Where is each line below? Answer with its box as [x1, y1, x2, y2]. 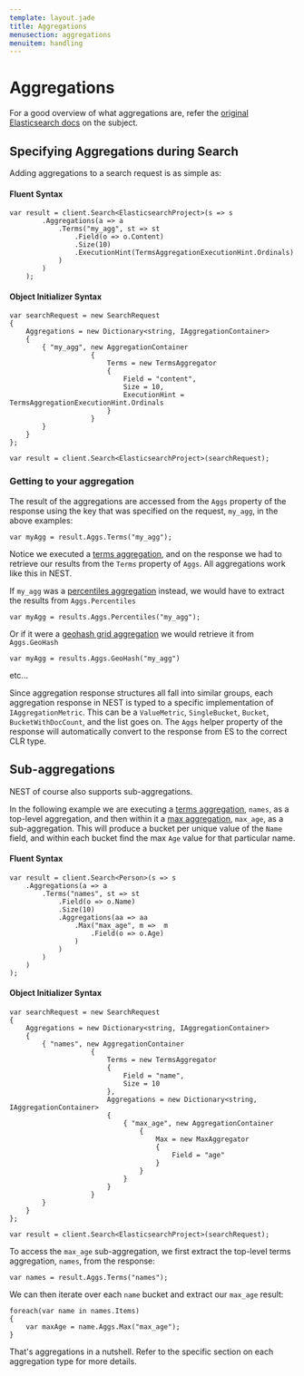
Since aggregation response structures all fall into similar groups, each [9, 687, 274, 698]
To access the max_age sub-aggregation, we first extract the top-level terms [9, 1245, 291, 1256]
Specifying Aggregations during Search [9, 143, 239, 159]
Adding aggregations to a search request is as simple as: [9, 168, 222, 178]
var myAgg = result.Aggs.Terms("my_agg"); [9, 532, 172, 542]
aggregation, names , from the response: [9, 1255, 156, 1266]
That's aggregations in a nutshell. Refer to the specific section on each [9, 1346, 274, 1357]
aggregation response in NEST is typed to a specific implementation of [9, 697, 274, 708]
